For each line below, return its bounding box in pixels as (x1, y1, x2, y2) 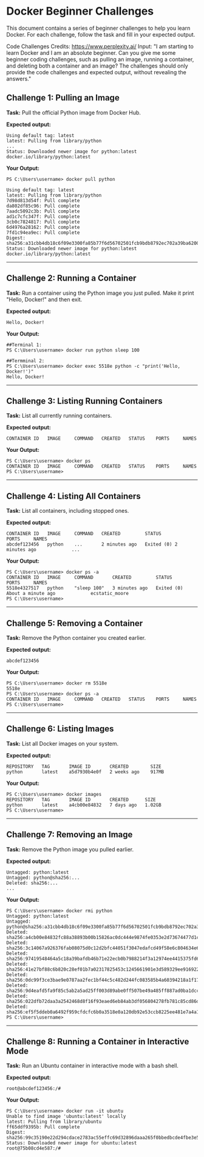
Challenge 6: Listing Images (6, 723, 114, 734)
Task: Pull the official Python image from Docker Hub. (6, 108, 141, 116)
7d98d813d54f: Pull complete (6, 197, 80, 203)
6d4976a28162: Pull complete (6, 224, 80, 230)
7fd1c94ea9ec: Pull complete (6, 230, 80, 236)
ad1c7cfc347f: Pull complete (6, 213, 80, 220)
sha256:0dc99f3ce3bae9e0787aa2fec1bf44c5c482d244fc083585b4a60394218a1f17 (6, 977, 200, 983)
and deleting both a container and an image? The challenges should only (6, 62, 188, 69)
